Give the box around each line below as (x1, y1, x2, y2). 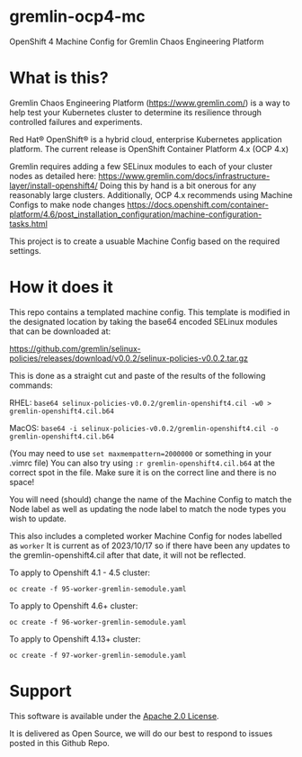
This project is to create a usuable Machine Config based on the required (9, 236, 280, 247)
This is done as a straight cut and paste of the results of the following (9, 370, 266, 381)
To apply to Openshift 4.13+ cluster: (9, 633, 141, 644)
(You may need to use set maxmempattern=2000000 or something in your (9, 447, 272, 458)
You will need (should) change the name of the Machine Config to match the (9, 493, 292, 505)
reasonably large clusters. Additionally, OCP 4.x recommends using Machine (9, 189, 293, 200)
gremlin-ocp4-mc (9, 6, 146, 27)
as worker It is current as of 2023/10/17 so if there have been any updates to (9, 540, 290, 551)
